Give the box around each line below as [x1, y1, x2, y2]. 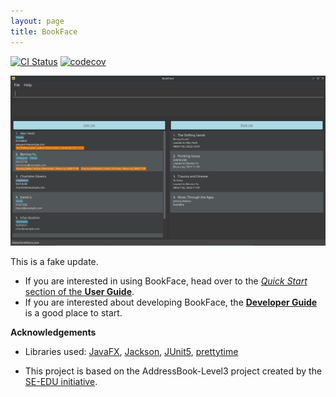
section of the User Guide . [24, 285, 135, 297]
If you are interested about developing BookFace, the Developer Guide [24, 296, 318, 308]
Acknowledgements [10, 326, 97, 338]
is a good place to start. [24, 306, 123, 319]
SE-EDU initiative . [24, 375, 98, 387]
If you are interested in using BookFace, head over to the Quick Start [24, 275, 308, 287]
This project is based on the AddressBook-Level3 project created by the [24, 365, 323, 377]
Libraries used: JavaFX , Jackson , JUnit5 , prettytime [24, 345, 239, 357]
